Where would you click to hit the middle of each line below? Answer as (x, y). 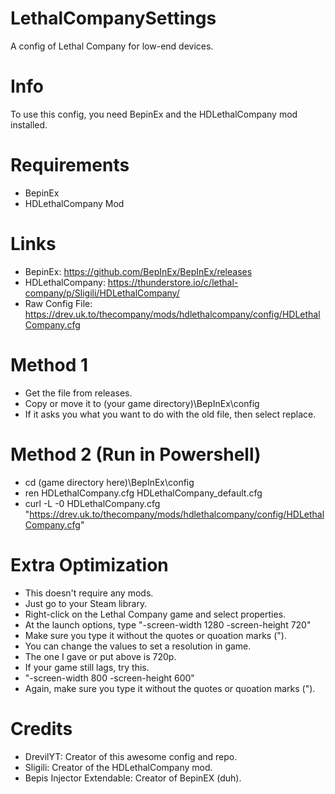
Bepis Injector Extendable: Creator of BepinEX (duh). (133, 778)
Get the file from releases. (78, 393)
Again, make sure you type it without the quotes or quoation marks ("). (170, 688)
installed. (29, 124)
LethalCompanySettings (113, 18)
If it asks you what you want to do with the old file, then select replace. (170, 414)
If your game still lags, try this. (87, 667)
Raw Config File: (58, 303)
